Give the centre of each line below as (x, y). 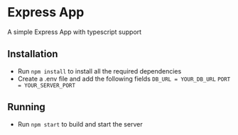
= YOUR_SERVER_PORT (47, 86)
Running (27, 107)
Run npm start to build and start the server (80, 124)
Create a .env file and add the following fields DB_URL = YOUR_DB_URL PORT (124, 78)
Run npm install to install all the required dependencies (99, 71)
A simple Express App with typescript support (75, 32)
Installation (33, 54)
